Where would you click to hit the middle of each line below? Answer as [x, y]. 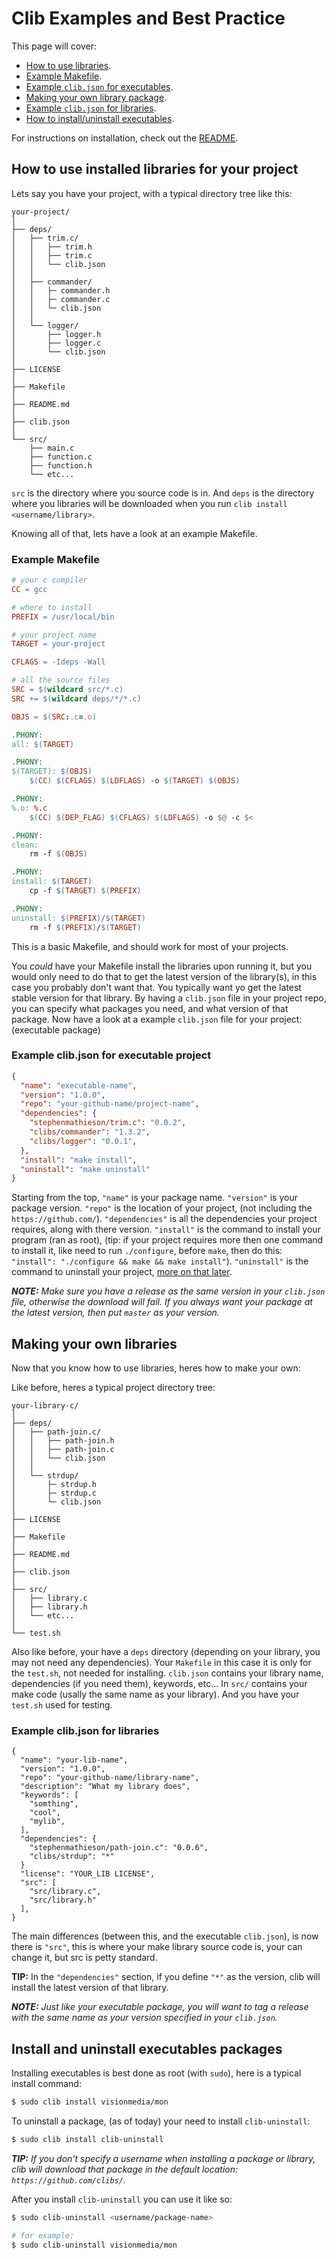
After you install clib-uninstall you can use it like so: [122, 2199]
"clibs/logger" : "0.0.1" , [83, 1141]
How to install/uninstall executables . [100, 118]
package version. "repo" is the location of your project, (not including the [162, 1208]
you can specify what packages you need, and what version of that [150, 1008]
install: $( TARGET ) [52, 882]
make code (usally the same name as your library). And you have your [155, 1694]
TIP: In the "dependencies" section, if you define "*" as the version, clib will [166, 1977]
